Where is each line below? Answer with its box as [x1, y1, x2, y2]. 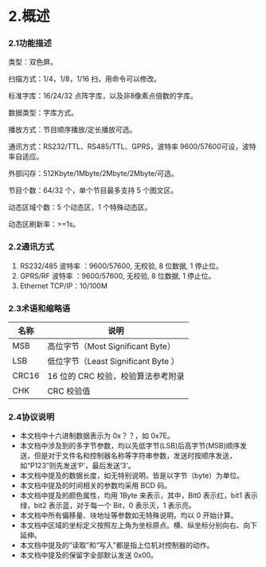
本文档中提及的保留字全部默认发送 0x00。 [19, 550, 158, 560]
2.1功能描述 [8, 37, 52, 49]
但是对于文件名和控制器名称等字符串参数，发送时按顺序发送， [33, 451, 237, 460]
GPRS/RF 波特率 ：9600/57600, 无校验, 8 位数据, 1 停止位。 [19, 271, 216, 280]
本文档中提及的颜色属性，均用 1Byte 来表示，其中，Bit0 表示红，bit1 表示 [19, 491, 259, 500]
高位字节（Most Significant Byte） [47, 341, 175, 352]
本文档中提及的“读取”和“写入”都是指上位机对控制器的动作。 [19, 541, 214, 550]
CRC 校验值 [47, 385, 91, 397]
